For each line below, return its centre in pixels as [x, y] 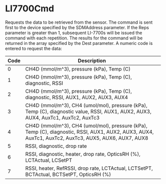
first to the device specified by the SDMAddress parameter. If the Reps [77, 27]
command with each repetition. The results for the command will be [74, 38]
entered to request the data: [34, 48]
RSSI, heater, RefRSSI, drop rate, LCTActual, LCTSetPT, [89, 168]
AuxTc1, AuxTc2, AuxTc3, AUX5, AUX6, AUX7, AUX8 [87, 138]
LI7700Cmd [30, 9]
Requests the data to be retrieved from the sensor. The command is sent [79, 22]
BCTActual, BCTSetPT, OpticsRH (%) [68, 174]
